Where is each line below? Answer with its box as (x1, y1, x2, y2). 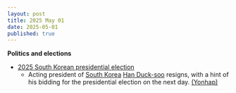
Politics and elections (7, 49, 72, 58)
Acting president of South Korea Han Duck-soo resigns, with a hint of (27, 70, 229, 79)
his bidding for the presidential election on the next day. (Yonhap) (27, 78, 218, 87)
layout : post (7, 10, 46, 18)
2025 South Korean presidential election (17, 63, 135, 71)
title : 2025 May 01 (7, 17, 65, 24)
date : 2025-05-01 (7, 23, 58, 30)
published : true (7, 30, 55, 37)
